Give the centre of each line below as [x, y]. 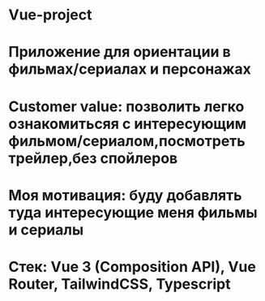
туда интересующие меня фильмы [133, 212]
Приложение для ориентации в [120, 52]
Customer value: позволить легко [126, 106]
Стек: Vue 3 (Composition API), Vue [132, 267]
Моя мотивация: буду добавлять [125, 195]
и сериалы [46, 230]
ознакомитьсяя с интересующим [128, 124]
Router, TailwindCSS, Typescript [120, 284]
